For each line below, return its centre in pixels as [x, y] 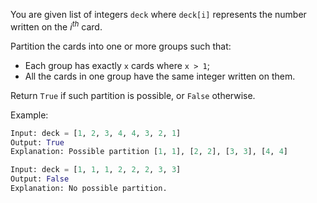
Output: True [37, 142]
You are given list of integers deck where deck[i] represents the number [158, 14]
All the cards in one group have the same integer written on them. [160, 76]
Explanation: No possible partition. [89, 189]
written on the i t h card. [56, 26]
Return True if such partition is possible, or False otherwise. [133, 95]
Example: [29, 115]
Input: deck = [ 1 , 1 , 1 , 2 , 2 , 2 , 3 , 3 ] [96, 170]
